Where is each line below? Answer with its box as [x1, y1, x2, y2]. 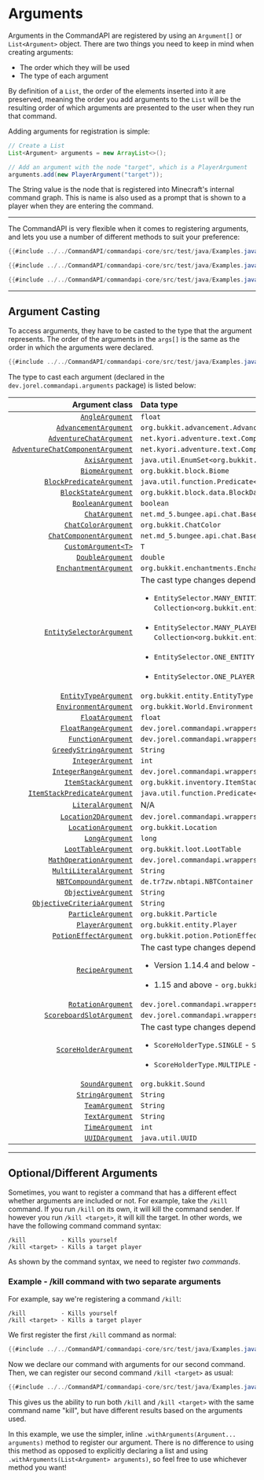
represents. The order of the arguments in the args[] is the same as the [8, 334, 240, 343]
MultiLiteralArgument [52, 866, 134, 875]
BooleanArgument [71, 498, 134, 508]
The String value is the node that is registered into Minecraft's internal [8, 185, 234, 194]
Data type [140, 398, 178, 409]
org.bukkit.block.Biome [140, 466, 229, 476]
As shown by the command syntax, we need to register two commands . [8, 1257, 241, 1266]
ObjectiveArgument [64, 887, 134, 897]
